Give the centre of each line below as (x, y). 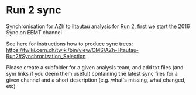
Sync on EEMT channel (34, 32)
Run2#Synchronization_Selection (46, 56)
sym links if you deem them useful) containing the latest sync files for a (92, 73)
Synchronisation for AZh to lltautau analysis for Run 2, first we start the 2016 (98, 26)
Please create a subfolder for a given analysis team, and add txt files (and (95, 67)
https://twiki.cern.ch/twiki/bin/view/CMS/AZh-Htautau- (73, 50)
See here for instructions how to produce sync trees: (70, 44)
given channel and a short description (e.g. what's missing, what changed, (96, 80)
